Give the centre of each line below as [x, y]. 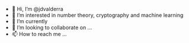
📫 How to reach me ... [39, 34]
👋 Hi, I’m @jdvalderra [37, 9]
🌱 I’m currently [30, 21]
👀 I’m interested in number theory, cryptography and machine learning [97, 15]
